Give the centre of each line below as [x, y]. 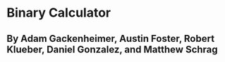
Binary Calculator [59, 13]
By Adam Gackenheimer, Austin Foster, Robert [111, 39]
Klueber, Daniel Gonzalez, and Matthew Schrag [112, 49]
